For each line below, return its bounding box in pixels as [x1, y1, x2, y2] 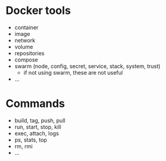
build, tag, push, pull [14, 117, 66, 124]
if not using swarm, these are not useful [23, 69, 123, 76]
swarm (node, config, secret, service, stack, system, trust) [14, 62, 161, 70]
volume [14, 43, 33, 50]
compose [14, 56, 38, 63]
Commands [5, 97, 65, 111]
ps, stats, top [14, 136, 47, 143]
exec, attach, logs [14, 129, 59, 137]
